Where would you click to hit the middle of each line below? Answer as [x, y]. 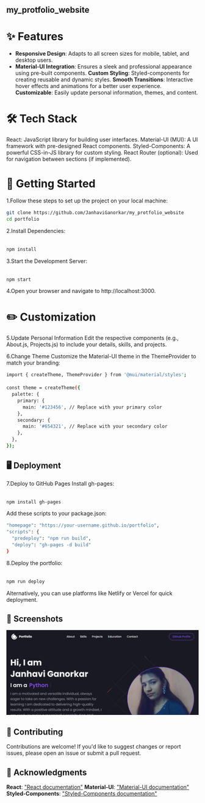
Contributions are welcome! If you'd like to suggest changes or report [94, 747]
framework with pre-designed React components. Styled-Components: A [99, 146]
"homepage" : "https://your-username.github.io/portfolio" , [83, 525]
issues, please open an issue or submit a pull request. [74, 753]
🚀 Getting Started [51, 184]
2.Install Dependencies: [36, 231]
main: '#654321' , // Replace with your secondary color [95, 427]
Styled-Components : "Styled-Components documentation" [82, 794]
